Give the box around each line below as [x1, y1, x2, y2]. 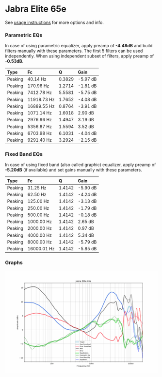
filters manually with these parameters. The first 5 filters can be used [5, 48, 143, 54]
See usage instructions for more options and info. [5, 19, 104, 25]
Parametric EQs [5, 32, 43, 38]
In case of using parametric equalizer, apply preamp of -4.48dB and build [5, 43, 153, 49]
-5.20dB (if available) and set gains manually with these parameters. [5, 167, 142, 173]
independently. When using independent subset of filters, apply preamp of [5, 53, 154, 59]
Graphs [5, 259, 23, 266]
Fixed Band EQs [5, 151, 43, 157]
